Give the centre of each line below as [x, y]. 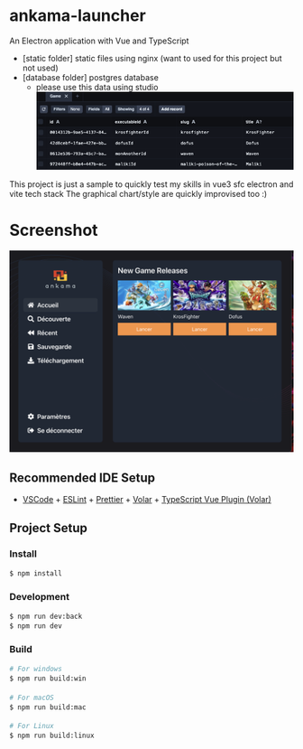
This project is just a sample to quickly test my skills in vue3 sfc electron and [151, 184]
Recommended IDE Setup [83, 477]
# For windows [36, 669]
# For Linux [32, 726]
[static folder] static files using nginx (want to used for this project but [152, 58]
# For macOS [32, 698]
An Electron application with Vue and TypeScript [99, 41]
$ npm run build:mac [48, 707]
